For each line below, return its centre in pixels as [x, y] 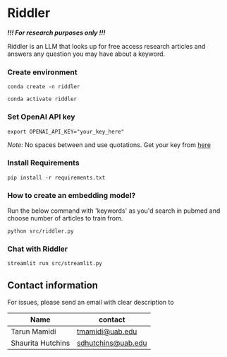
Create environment [42, 72]
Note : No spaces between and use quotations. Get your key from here [109, 145]
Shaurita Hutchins [41, 343]
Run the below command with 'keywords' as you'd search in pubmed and [114, 211]
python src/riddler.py [41, 231]
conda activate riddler [42, 99]
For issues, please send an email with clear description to [91, 303]
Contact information [53, 285]
